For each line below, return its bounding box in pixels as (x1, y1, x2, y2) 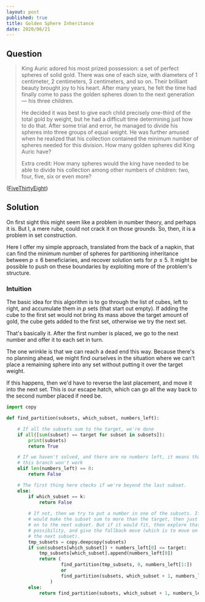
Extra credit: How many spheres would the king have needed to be (21, 160, 189, 167)
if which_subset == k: (28, 493, 86, 499)
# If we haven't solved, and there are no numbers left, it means (17, 454, 190, 460)
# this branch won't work (17, 460, 84, 466)
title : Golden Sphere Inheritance (6, 20, 95, 26)
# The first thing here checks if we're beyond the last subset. (17, 482, 187, 488)
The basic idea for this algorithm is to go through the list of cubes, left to (6, 299, 188, 306)
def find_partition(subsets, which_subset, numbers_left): (6, 415, 160, 421)
